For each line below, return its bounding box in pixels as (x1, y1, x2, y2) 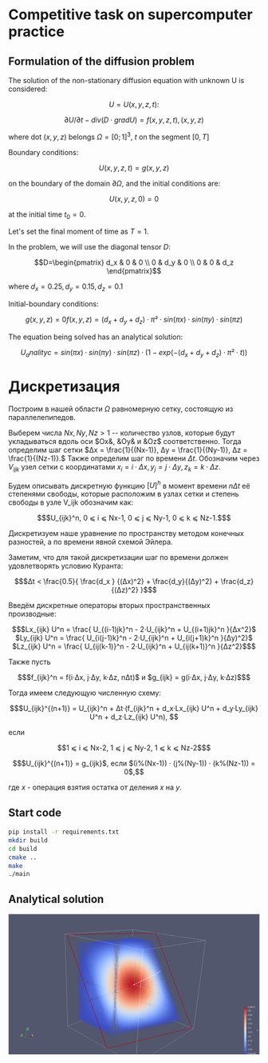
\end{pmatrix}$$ (106, 266, 162, 276)
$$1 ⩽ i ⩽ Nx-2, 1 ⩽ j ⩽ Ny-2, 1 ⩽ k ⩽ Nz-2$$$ (57, 743, 211, 753)
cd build (8, 845, 37, 853)
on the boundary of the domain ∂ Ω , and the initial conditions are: (8, 178, 221, 188)
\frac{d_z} (220, 577, 254, 586)
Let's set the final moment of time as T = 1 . (8, 226, 149, 237)
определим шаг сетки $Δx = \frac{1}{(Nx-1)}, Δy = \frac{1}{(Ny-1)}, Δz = (8, 445, 248, 454)
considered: (8, 84, 48, 94)
